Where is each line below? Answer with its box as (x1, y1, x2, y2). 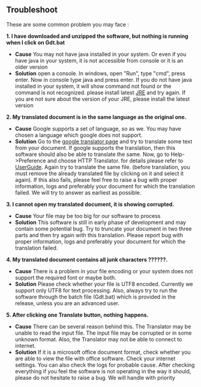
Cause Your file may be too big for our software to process (14, 212, 161, 219)
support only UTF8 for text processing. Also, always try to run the (14, 286, 178, 294)
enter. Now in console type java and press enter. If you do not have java (14, 76, 192, 83)
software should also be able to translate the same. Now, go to (14, 150, 170, 158)
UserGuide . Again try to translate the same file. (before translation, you (14, 163, 190, 170)
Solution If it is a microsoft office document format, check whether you (14, 348, 191, 356)
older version (14, 63, 48, 70)
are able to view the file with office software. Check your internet (14, 354, 176, 362)
